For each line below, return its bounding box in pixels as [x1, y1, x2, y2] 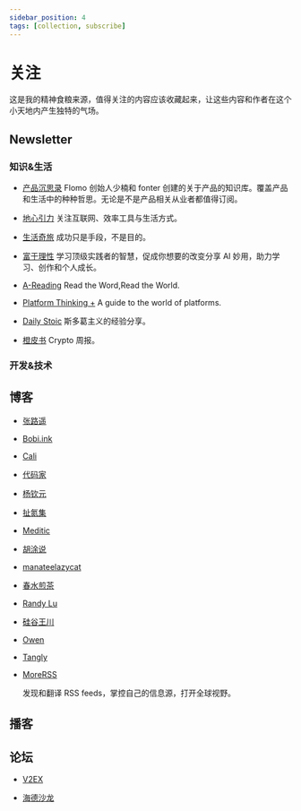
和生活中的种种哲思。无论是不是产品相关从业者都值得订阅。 [21, 194, 243, 204]
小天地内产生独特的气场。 [9, 105, 104, 116]
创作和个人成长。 [38, 262, 101, 273]
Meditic [21, 525, 51, 536]
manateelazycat [21, 561, 82, 572]
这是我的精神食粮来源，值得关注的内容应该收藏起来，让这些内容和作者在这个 [9, 94, 292, 105]
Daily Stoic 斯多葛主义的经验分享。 [21, 315, 150, 327]
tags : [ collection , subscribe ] [9, 22, 126, 30]
